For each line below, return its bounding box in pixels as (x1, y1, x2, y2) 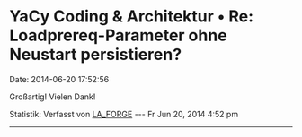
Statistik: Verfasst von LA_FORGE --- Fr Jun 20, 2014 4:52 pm (9, 108, 239, 119)
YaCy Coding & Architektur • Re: (9, 6, 254, 27)
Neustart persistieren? (9, 45, 182, 64)
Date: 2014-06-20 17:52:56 (9, 73, 110, 84)
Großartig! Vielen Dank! (9, 91, 96, 102)
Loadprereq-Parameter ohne (9, 25, 227, 46)
